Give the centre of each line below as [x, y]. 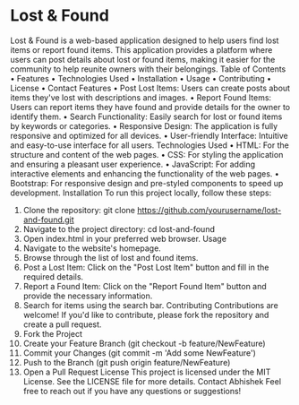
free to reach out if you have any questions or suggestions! [132, 391]
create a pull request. [62, 324]
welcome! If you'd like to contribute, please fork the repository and [146, 315]
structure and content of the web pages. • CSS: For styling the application [147, 154]
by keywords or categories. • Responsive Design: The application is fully [144, 125]
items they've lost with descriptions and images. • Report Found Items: [141, 97]
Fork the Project [53, 333]
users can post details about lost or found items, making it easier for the [143, 59]
